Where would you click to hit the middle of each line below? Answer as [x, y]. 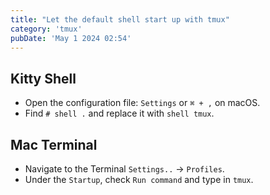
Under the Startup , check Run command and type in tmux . [139, 179]
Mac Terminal [54, 144]
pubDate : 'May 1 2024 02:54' [71, 38]
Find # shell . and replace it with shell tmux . [119, 113]
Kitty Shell [43, 78]
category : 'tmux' [46, 29]
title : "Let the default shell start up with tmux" [120, 19]
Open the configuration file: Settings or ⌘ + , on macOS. [142, 103]
